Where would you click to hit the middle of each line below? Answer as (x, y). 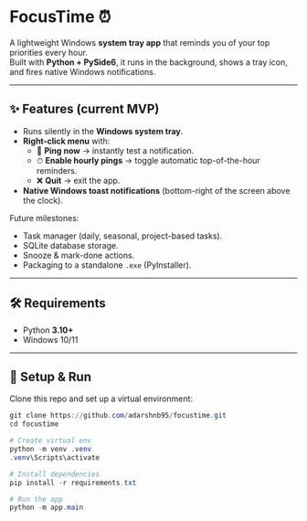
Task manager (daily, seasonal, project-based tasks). (122, 236)
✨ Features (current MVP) (85, 109)
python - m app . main (47, 508)
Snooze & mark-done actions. (79, 255)
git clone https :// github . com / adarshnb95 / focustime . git (118, 416)
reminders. (57, 170)
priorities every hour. (49, 52)
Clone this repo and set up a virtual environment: (101, 399)
